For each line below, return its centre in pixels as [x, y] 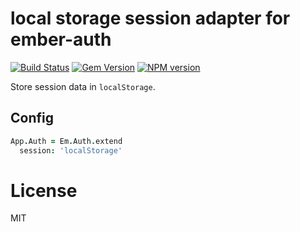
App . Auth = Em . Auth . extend [66, 141]
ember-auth [61, 39]
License [44, 190]
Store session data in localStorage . [83, 86]
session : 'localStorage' [71, 150]
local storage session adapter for [150, 18]
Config [32, 118]
